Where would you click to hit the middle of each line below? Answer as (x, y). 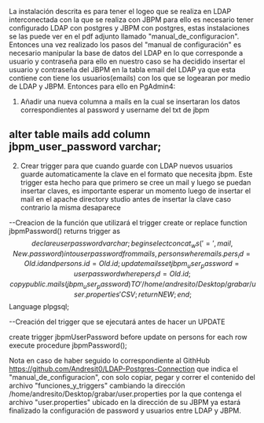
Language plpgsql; (39, 306)
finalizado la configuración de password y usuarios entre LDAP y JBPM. (125, 410)
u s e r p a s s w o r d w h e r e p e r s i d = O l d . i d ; (132, 275)
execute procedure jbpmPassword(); (68, 345)
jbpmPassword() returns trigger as (65, 231)
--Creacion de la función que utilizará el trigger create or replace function (128, 222)
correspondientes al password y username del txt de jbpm (115, 110)
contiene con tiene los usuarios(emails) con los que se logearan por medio (130, 78)
